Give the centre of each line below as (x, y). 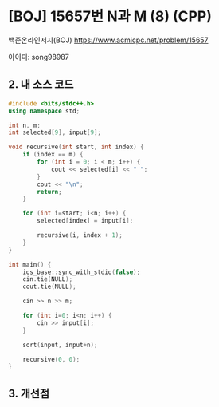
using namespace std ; (44, 111)
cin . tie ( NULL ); (48, 279)
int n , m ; (25, 125)
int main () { (30, 264)
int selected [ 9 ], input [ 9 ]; (55, 132)
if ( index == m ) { (53, 155)
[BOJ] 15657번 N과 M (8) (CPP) (110, 16)
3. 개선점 (29, 393)
